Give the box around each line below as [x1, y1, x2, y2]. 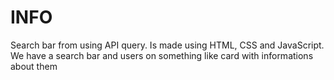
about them [10, 60, 58, 72]
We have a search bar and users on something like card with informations [10, 49, 314, 61]
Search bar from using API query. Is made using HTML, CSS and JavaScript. [10, 39, 325, 51]
